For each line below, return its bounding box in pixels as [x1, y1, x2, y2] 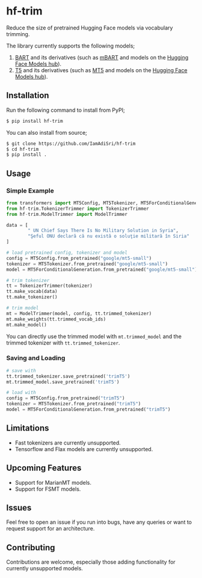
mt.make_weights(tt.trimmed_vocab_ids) [6, 316, 106, 322]
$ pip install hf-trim [6, 118, 63, 124]
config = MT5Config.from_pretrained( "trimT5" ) [6, 395, 125, 401]
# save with [6, 367, 36, 374]
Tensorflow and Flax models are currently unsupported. [14, 445, 153, 452]
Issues [6, 503, 32, 512]
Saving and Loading [6, 354, 66, 362]
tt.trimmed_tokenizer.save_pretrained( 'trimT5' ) [6, 373, 130, 380]
